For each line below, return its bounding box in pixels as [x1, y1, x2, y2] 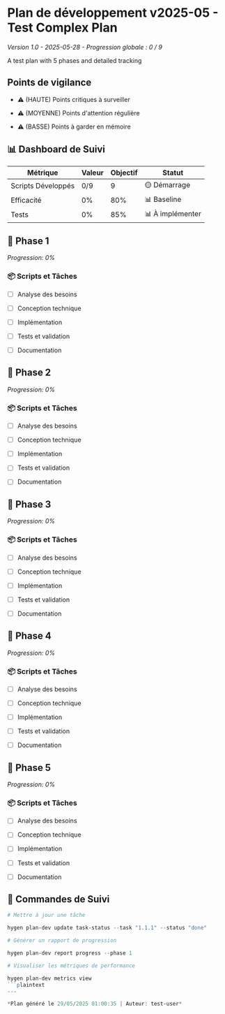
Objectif [110, 168, 138, 178]
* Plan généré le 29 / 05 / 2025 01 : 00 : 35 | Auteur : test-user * [7, 1001, 183, 1008]
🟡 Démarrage [144, 180, 190, 189]
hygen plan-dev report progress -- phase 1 [7, 950, 132, 957]
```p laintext [7, 981, 45, 988]
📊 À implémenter [144, 208, 202, 218]
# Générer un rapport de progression [7, 937, 117, 944]
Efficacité [10, 196, 42, 205]
